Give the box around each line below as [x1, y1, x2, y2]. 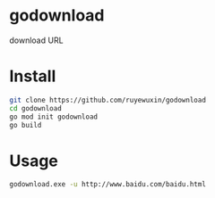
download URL [9, 35, 64, 45]
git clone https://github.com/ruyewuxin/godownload [9, 95, 206, 104]
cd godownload [9, 103, 63, 112]
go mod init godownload [9, 112, 99, 121]
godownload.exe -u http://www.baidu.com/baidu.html [9, 180, 206, 189]
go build [9, 120, 42, 129]
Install [9, 66, 56, 87]
